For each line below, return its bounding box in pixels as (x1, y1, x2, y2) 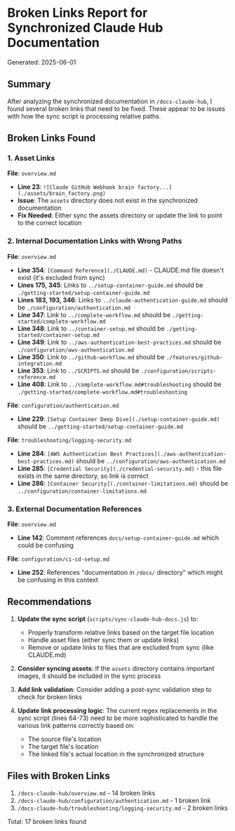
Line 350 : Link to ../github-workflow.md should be (17, 352, 165, 361)
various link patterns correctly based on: (17, 721, 135, 729)
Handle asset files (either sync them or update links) (27, 635, 180, 644)
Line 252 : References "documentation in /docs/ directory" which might (17, 569, 223, 577)
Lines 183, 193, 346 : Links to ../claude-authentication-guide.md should (17, 295, 228, 304)
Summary (7, 79, 51, 91)
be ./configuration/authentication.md (17, 303, 131, 312)
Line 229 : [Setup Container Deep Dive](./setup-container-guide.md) (17, 414, 220, 423)
